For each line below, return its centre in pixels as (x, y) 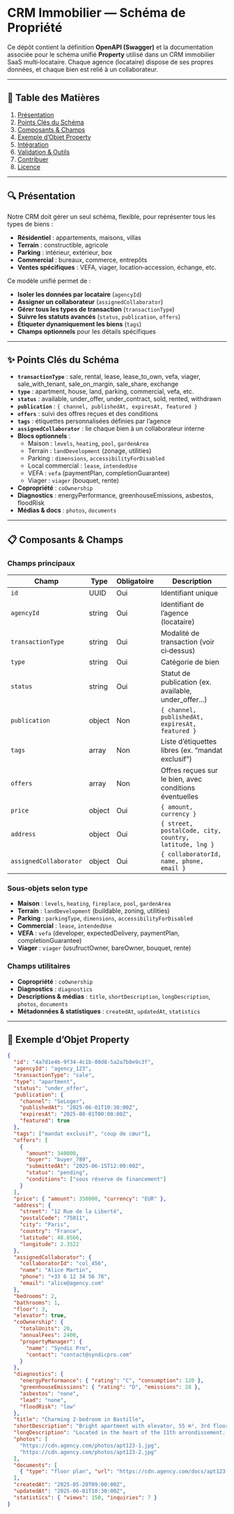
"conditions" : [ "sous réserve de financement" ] (96, 1179)
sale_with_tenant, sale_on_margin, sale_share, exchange (98, 384)
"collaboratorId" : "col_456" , (64, 1264)
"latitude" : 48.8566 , (51, 1238)
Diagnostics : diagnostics (55, 989)
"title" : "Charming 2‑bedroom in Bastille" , (79, 1420)
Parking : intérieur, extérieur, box (65, 252)
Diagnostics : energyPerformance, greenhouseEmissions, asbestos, (115, 496)
